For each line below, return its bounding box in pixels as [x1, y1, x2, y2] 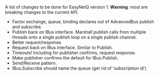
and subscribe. [12, 24, 42, 30]
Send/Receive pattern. [12, 60, 57, 66]
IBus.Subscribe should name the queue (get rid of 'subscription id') [12, 65, 147, 71]
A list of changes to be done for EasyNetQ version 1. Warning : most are [5, 4, 148, 10]
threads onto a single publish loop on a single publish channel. [12, 34, 137, 40]
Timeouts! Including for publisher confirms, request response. [12, 50, 136, 56]
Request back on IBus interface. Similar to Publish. [12, 45, 113, 50]
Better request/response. [12, 39, 63, 45]
